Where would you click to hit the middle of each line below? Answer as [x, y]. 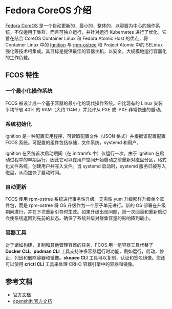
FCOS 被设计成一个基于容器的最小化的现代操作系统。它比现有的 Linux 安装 [84, 103]
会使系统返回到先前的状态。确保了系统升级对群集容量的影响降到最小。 [79, 218]
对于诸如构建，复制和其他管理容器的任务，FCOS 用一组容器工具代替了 [79, 245]
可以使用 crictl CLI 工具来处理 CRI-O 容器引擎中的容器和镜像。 [71, 264]
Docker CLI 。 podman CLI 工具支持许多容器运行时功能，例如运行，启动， [82, 251]
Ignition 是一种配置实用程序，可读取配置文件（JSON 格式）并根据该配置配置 [85, 136]
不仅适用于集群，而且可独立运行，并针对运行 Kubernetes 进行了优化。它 [90, 32]
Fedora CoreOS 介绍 [48, 10]
